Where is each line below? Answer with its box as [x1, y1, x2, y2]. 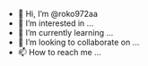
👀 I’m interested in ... [17, 18, 94, 29]
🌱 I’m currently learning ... [17, 28, 114, 37]
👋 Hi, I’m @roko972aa [17, 9, 99, 19]
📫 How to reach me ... [17, 47, 101, 57]
